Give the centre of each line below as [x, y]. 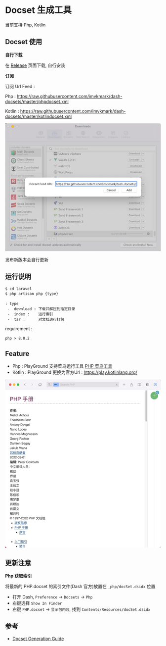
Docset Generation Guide [38, 639]
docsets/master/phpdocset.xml [37, 101]
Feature [17, 354]
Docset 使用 [24, 42]
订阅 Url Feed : [20, 86]
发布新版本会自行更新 [27, 259]
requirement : [19, 329]
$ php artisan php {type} [32, 294]
